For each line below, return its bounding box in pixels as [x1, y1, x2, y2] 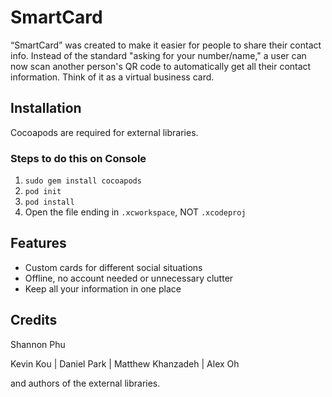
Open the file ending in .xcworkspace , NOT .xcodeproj [24, 206, 247, 218]
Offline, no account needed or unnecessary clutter [24, 272, 234, 284]
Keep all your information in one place [24, 282, 182, 295]
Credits [10, 312, 58, 329]
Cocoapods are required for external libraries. [10, 126, 199, 138]
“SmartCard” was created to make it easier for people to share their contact [10, 39, 322, 51]
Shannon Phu [10, 338, 66, 350]
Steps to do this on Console [10, 151, 147, 165]
